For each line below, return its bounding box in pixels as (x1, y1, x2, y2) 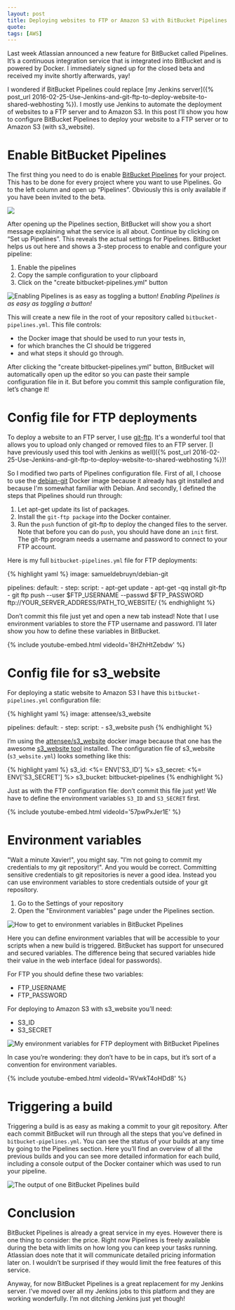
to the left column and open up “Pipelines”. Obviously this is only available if (7, 186, 227, 194)
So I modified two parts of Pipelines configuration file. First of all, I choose (7, 469, 222, 478)
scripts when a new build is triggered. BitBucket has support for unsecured (7, 941, 224, 950)
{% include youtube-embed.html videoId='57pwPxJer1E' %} (7, 808, 181, 816)
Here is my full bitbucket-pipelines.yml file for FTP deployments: (7, 557, 198, 565)
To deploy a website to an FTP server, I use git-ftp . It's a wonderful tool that (7, 433, 226, 442)
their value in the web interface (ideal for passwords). (7, 956, 163, 965)
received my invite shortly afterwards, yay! (7, 72, 130, 80)
